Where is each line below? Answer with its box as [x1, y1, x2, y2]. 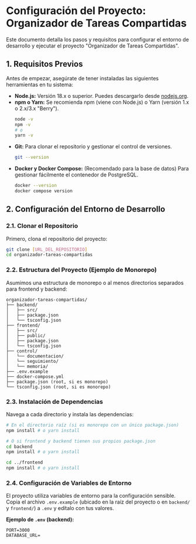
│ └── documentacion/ [6, 353, 64, 359]
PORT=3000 [6, 528, 30, 533]
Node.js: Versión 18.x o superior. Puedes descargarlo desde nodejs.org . [14, 92, 189, 99]
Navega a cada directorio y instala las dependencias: [6, 410, 134, 417]
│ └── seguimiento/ [6, 358, 59, 364]
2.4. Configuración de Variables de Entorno [6, 479, 132, 487]
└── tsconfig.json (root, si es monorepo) [6, 384, 111, 390]
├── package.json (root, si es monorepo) [6, 379, 109, 385]
